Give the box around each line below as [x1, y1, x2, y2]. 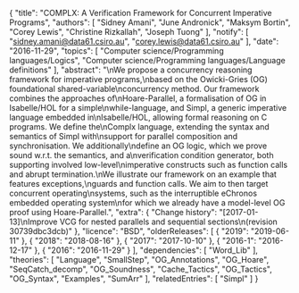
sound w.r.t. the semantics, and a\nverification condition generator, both [9, 150, 274, 160]
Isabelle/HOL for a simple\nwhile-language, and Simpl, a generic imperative [9, 103, 287, 113]
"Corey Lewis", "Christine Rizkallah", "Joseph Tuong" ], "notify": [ [9, 27, 249, 37]
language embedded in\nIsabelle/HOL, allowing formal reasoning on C [9, 112, 268, 122]
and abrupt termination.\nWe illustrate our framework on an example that [9, 169, 277, 180]
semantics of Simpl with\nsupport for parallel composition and [9, 131, 238, 141]
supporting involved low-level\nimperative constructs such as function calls [9, 160, 288, 170]
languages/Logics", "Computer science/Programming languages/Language [9, 55, 286, 65]
